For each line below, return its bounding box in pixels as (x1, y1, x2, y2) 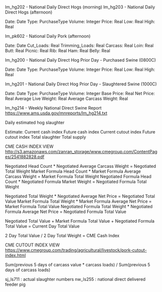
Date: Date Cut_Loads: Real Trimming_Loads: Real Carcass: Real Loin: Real (5, 43, 154, 48)
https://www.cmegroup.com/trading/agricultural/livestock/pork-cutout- (5, 247, 147, 253)
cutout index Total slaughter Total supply (5, 134, 86, 140)
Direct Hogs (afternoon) (5, 9, 53, 15)
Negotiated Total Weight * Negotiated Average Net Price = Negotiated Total (5, 194, 155, 199)
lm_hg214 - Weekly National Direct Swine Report (5, 105, 102, 111)
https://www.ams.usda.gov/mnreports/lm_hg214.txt (5, 110, 107, 116)
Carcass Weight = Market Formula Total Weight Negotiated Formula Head (5, 174, 151, 179)
